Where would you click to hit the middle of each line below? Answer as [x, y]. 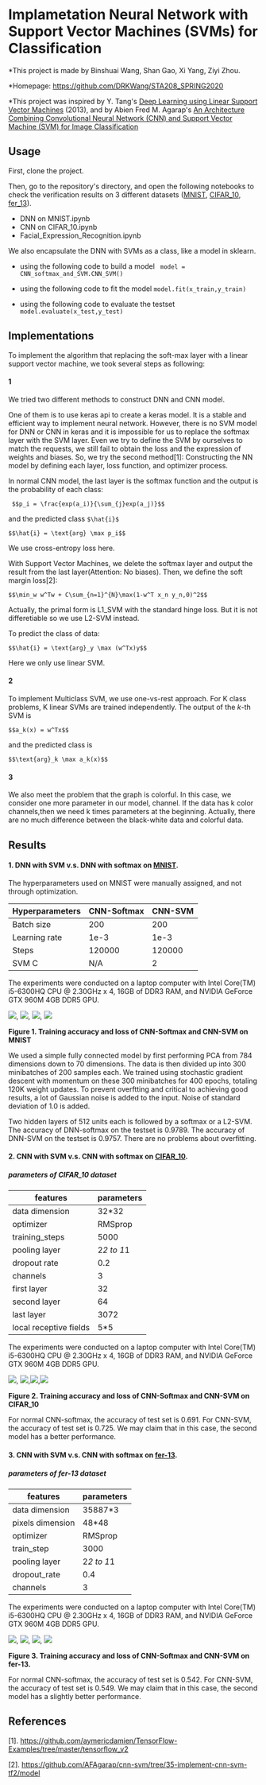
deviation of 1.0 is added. [49, 1106]
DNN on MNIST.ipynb [55, 218]
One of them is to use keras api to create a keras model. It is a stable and [127, 414]
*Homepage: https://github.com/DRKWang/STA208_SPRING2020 [116, 86]
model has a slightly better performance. [75, 1696]
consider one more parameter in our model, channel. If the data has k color [131, 803]
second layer [37, 1302]
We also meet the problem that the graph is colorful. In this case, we [120, 795]
